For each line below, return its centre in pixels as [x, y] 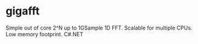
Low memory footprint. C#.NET [45, 34]
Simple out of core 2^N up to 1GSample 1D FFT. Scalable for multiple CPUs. [99, 28]
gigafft [23, 11]
